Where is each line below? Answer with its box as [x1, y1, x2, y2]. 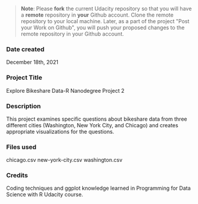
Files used [6, 143, 37, 151]
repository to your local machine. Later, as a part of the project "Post [20, 18, 190, 24]
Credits [6, 171, 28, 180]
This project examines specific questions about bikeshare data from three [6, 115, 187, 123]
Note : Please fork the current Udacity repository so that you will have [20, 5, 192, 12]
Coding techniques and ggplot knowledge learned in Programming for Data [6, 184, 191, 192]
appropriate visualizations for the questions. [6, 128, 115, 135]
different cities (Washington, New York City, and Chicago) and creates [6, 121, 179, 128]
